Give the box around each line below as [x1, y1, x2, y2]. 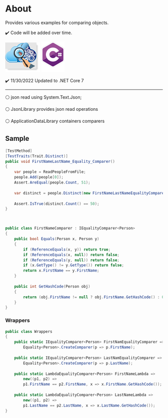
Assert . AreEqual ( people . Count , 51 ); [14, 180, 91, 185]
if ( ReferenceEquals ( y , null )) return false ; [23, 258, 120, 263]
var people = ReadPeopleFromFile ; [14, 169, 86, 174]
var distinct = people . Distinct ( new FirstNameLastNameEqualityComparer [14, 190, 166, 195]
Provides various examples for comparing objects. [5, 20, 109, 26]
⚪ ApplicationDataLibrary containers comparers [5, 118, 105, 124]
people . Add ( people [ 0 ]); [14, 175, 64, 180]
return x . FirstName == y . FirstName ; [23, 268, 99, 273]
